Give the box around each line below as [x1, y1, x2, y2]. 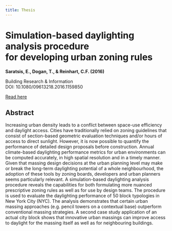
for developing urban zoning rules [5, 51, 153, 63]
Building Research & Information [5, 78, 73, 85]
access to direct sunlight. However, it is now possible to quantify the [5, 138, 149, 144]
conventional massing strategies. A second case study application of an [5, 209, 157, 215]
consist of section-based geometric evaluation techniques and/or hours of [5, 133, 163, 139]
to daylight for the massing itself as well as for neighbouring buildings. [5, 220, 154, 226]
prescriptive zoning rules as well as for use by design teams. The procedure [5, 187, 165, 194]
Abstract [5, 108, 34, 117]
